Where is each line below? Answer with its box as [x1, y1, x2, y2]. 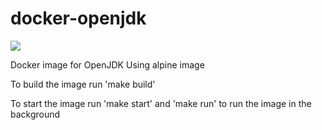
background [10, 108, 61, 120]
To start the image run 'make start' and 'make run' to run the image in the [10, 97, 312, 109]
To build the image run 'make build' [10, 78, 156, 90]
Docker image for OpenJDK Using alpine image [10, 58, 205, 71]
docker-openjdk [10, 7, 147, 30]
